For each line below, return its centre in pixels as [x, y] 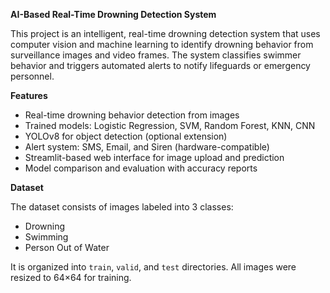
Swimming [46, 237]
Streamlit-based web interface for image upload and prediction [154, 157]
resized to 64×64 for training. [71, 277]
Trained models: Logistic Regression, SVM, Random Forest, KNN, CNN [170, 125]
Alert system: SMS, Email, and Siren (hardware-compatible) [147, 147]
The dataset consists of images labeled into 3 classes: [122, 207]
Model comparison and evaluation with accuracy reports [141, 168]
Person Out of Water [67, 247]
